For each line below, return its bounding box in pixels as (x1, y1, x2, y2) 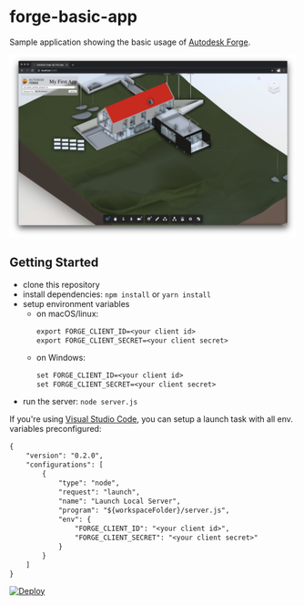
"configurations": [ (25, 460, 104, 469)
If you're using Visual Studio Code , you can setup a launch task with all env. (9, 413, 294, 425)
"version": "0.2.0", (25, 451, 104, 460)
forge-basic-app (9, 6, 138, 27)
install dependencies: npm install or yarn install (22, 289, 211, 300)
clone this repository (22, 279, 100, 290)
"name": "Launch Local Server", (57, 497, 181, 506)
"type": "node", (57, 478, 120, 487)
